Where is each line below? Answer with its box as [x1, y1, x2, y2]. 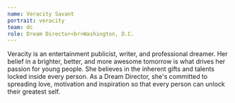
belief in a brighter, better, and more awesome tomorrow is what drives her [7, 58, 226, 66]
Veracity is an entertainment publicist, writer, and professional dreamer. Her [7, 50, 228, 58]
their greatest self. [7, 87, 61, 96]
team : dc [7, 23, 33, 31]
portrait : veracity [7, 17, 65, 24]
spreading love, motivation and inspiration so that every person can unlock [7, 80, 225, 89]
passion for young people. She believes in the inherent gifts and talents [7, 65, 214, 73]
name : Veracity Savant [7, 10, 74, 18]
